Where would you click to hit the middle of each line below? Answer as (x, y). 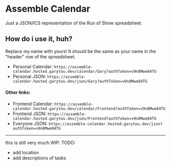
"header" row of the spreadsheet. (40, 57)
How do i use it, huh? (39, 39)
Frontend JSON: (30, 114)
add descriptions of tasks (39, 158)
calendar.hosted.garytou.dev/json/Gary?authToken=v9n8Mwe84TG (80, 81)
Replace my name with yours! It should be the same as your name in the (81, 51)
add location (26, 152)
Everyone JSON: (30, 123)
